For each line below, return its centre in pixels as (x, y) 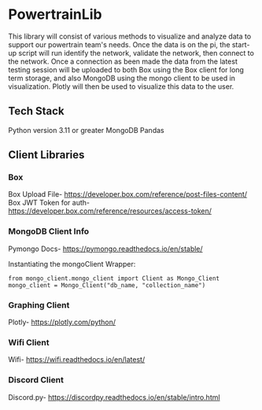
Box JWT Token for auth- (49, 203)
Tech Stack (36, 111)
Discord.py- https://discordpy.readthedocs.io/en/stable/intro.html (114, 397)
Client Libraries (46, 155)
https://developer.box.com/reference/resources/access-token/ (110, 211)
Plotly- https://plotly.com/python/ (62, 322)
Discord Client (36, 380)
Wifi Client (29, 342)
